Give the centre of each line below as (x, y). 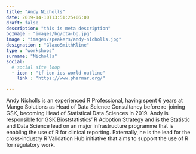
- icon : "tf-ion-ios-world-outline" (59, 73)
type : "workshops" (30, 51)
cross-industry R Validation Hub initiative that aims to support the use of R (97, 138)
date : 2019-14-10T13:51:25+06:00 (48, 17)
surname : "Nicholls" (32, 56)
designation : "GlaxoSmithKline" (48, 45)
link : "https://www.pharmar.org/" (61, 78)
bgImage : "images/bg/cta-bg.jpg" (49, 34)
